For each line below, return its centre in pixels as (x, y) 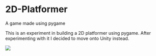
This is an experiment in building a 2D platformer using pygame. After (78, 33)
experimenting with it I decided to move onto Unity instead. (67, 38)
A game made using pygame (35, 23)
